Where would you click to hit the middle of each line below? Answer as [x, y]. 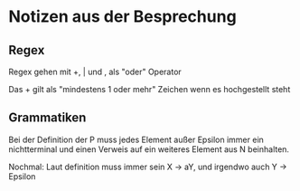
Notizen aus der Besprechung [122, 17]
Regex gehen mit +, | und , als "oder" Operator [95, 72]
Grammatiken [47, 118]
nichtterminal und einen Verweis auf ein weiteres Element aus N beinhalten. [149, 149]
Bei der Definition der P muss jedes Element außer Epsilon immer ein [136, 139]
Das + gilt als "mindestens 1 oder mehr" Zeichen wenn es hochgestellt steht [150, 89]
